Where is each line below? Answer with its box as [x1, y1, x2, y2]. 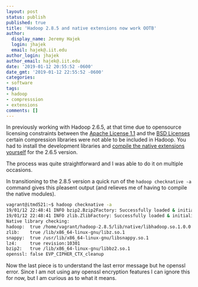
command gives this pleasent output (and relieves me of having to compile [6, 184, 187, 191]
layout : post [6, 8, 38, 15]
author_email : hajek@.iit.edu [6, 58, 81, 64]
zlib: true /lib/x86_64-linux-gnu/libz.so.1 [6, 229, 126, 235]
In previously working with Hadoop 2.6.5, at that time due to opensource [6, 123, 181, 131]
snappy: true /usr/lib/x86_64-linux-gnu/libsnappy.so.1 [6, 234, 149, 241]
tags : [6, 86, 19, 92]
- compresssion [6, 96, 44, 102]
